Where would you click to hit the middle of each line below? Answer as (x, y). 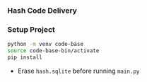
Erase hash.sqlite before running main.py (78, 71)
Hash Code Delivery (42, 11)
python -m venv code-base (45, 45)
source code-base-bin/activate (53, 51)
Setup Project (31, 29)
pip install (25, 57)
